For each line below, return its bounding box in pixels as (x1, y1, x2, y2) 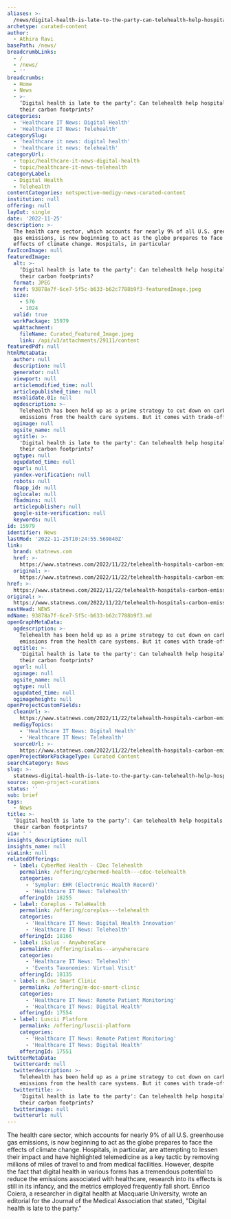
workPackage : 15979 (13, 318, 69, 325)
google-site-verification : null (13, 510, 107, 517)
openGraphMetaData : (7, 619, 63, 626)
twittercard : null (13, 1061, 67, 1068)
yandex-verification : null (13, 471, 91, 478)
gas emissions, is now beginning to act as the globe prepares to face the (7, 1138, 213, 1147)
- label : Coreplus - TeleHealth (13, 901, 107, 908)
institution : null (7, 196, 60, 203)
